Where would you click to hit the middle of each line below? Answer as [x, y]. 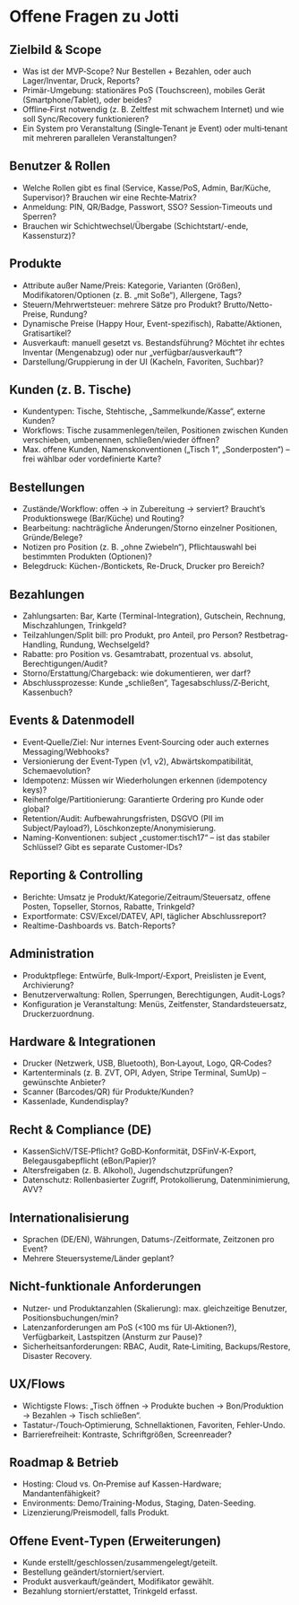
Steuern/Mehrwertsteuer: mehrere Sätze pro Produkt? [122, 304]
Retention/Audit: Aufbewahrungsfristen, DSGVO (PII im [123, 818]
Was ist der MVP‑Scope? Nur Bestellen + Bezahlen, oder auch [137, 71]
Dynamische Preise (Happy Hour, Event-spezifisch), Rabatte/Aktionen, [152, 323]
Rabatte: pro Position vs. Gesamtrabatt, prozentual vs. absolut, [137, 654]
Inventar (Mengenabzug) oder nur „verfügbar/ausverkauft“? [132, 352]
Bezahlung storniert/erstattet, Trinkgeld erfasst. [110, 1592]
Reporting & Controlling [76, 876]
